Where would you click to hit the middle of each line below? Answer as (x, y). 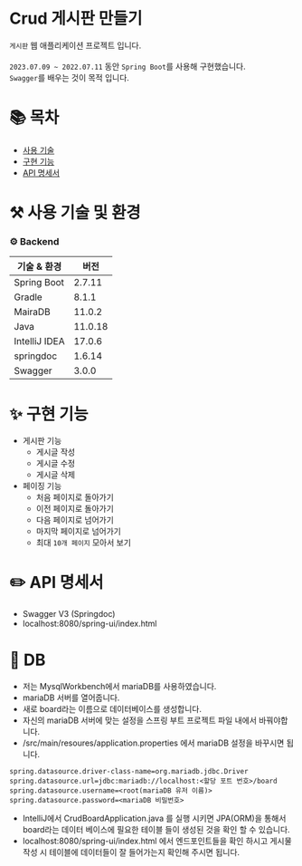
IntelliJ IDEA (39, 342)
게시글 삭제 (55, 475)
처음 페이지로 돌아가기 (75, 497)
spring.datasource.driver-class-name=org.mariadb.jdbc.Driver (129, 772)
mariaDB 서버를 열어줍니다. (71, 698)
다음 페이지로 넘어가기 (75, 520)
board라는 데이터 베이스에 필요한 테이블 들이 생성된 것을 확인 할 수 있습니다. (156, 830)
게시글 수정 (55, 464)
